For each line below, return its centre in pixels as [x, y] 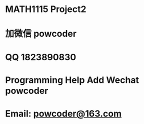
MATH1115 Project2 [46, 9]
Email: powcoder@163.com [63, 113]
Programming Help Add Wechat [72, 80]
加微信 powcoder [41, 34]
